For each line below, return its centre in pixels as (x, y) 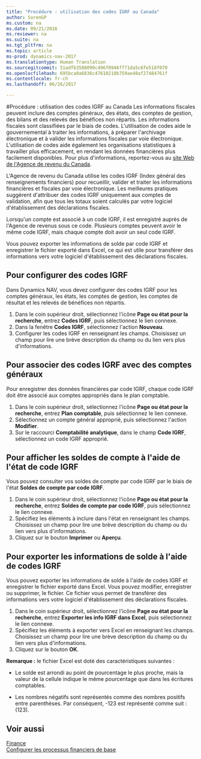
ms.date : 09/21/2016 (32, 29)
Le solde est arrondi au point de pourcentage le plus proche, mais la (99, 673)
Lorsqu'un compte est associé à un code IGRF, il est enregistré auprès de (97, 219)
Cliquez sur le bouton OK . (47, 650)
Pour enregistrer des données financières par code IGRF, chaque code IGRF (100, 389)
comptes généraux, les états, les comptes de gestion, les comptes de (92, 296)
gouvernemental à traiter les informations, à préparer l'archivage (86, 132)
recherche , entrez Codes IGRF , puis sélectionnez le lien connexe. (96, 320)
